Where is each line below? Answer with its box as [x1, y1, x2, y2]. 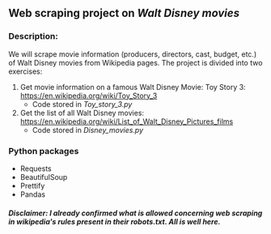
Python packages [8, 145, 79, 156]
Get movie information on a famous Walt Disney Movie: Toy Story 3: [19, 82, 246, 91]
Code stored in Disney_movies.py [32, 125, 144, 134]
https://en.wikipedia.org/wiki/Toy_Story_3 [19, 91, 158, 100]
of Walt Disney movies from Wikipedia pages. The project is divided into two [8, 57, 263, 67]
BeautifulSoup [19, 172, 68, 181]
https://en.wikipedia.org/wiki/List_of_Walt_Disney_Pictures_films [19, 117, 234, 126]
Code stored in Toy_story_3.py [32, 99, 133, 108]
